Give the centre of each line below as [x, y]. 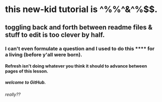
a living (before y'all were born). [44, 55]
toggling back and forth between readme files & [79, 27]
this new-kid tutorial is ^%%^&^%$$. [81, 9]
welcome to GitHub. [26, 82]
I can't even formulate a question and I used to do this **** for [80, 48]
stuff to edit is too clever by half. [55, 35]
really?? [13, 95]
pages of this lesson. [27, 71]
